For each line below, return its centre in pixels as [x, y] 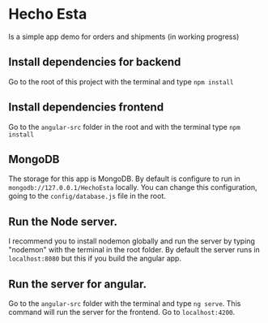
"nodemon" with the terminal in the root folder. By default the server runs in [134, 250]
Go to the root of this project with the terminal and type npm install [121, 81]
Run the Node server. [63, 221]
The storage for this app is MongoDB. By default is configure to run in [124, 179]
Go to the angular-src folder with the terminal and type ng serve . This [125, 304]
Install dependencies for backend [95, 62]
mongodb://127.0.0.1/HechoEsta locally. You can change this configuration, [133, 187]
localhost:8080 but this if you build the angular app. [95, 258]
